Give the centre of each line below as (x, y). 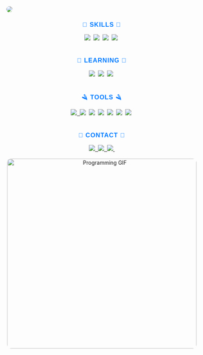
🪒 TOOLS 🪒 (102, 97)
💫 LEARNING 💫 (102, 60)
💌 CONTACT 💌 (102, 135)
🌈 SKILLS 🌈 (102, 24)
